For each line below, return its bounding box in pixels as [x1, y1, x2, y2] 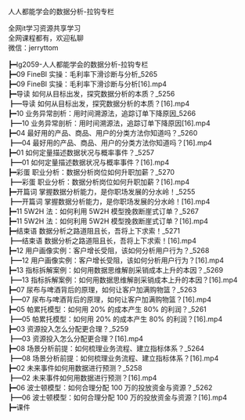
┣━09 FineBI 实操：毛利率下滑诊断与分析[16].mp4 [8, 79, 167, 89]
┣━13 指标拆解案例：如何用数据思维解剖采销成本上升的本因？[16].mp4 [8, 275, 238, 284]
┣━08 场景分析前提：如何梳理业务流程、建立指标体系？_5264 [8, 344, 205, 353]
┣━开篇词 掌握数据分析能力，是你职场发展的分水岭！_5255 [8, 187, 196, 196]
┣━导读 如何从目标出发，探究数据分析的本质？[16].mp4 [8, 99, 190, 108]
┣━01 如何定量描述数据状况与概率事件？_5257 [8, 148, 155, 157]
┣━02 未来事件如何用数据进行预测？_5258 [8, 364, 142, 372]
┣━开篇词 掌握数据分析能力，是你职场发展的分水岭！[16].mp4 [8, 197, 211, 206]
